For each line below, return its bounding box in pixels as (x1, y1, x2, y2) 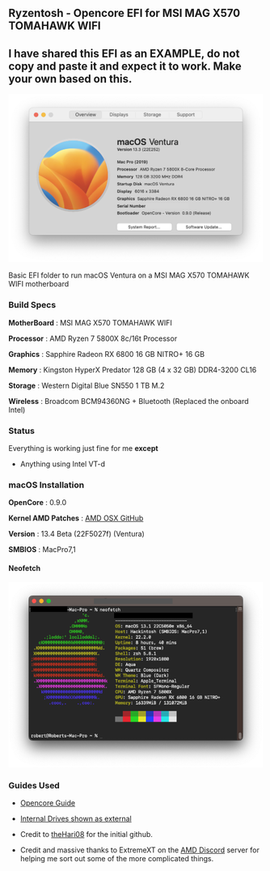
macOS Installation (8, 479, 85, 491)
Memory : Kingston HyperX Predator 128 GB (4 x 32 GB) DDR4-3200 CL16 (8, 364, 257, 375)
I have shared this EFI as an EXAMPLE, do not (8, 46, 240, 60)
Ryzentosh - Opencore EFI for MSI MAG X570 (8, 6, 241, 20)
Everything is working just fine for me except (8, 444, 159, 452)
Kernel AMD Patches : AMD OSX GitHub (8, 513, 144, 523)
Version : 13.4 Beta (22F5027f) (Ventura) (8, 529, 146, 539)
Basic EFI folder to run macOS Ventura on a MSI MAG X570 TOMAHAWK (8, 270, 250, 280)
